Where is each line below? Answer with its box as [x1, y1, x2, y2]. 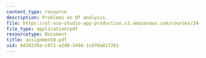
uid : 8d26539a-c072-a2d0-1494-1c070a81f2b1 [6, 43, 120, 49]
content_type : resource [6, 8, 67, 15]
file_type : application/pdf [6, 25, 78, 32]
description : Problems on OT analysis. [6, 14, 109, 21]
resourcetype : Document [6, 31, 67, 37]
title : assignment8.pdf [6, 37, 67, 43]
